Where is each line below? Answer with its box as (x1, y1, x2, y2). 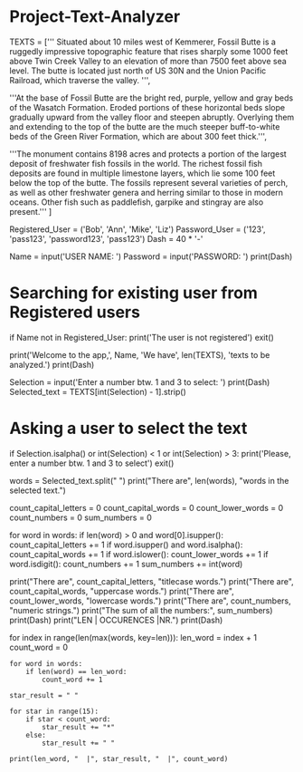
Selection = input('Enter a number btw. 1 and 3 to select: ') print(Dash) (9, 376, 270, 387)
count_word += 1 (42, 675, 103, 684)
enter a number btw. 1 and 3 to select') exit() (9, 458, 175, 468)
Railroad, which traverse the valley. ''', (9, 74, 151, 85)
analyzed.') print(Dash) (9, 359, 95, 370)
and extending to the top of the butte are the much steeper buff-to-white (9, 121, 280, 132)
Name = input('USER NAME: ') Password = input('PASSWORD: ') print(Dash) (9, 251, 293, 262)
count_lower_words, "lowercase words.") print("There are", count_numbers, (9, 595, 291, 606)
